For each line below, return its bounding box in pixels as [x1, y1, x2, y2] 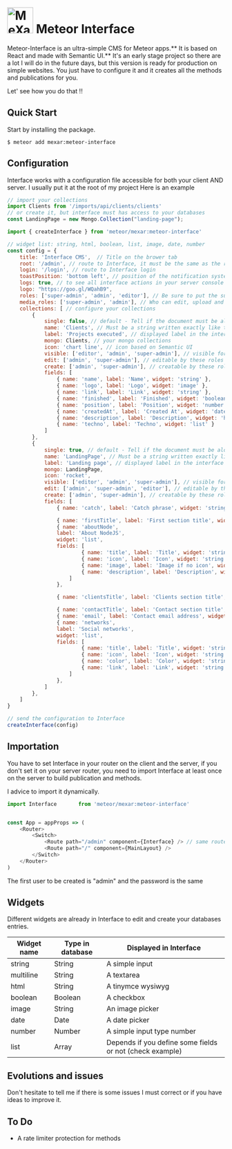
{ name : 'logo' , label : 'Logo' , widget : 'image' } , [56, 383, 209, 389]
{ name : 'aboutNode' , [56, 523, 119, 531]
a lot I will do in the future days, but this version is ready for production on [7, 59, 217, 67]
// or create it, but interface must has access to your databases [7, 210, 206, 217]
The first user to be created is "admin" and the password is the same [7, 876, 204, 885]
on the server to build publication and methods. [7, 773, 142, 782]
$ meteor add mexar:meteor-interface [7, 138, 116, 145]
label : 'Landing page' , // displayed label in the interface [43, 459, 224, 466]
